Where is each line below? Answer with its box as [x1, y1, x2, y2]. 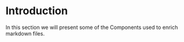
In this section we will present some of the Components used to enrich [5, 24, 179, 31]
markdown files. [5, 30, 45, 37]
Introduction [5, 4, 68, 18]
